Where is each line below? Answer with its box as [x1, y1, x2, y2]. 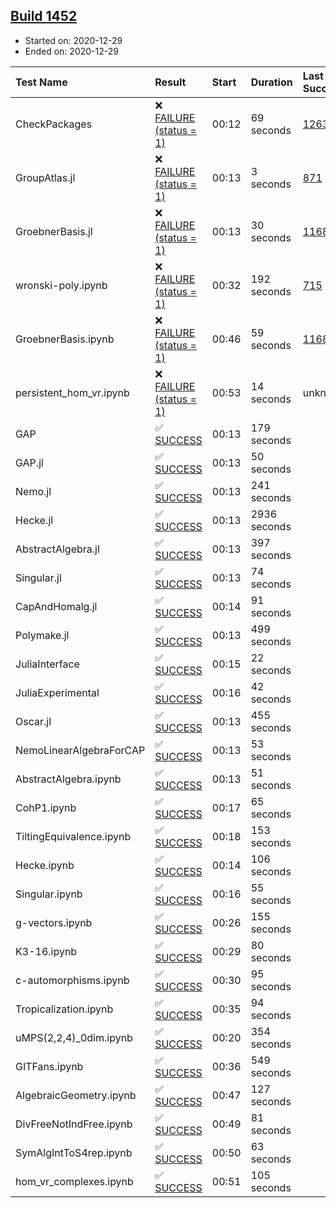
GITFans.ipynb [15, 1059, 84, 1073]
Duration [250, 75, 293, 89]
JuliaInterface [15, 657, 80, 671]
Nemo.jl [15, 484, 52, 498]
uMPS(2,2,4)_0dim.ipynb [15, 1030, 133, 1044]
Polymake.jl [15, 628, 70, 642]
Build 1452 [10, 8, 78, 25]
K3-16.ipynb [15, 944, 78, 958]
